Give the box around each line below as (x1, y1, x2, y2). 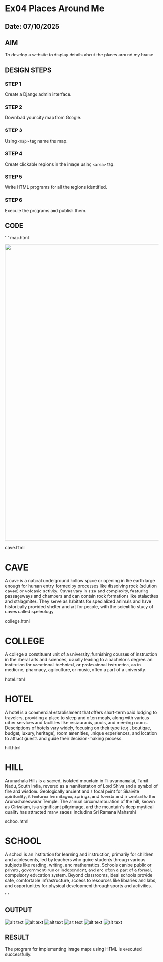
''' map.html (5, 235, 29, 240)
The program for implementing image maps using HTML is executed (5, 946, 142, 952)
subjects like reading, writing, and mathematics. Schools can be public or (5, 862, 152, 868)
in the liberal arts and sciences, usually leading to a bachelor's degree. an (5, 657, 153, 663)
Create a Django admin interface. (5, 92, 72, 97)
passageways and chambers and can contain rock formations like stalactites (5, 593, 159, 599)
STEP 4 (5, 150, 23, 157)
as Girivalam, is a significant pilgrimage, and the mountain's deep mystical (5, 804, 154, 810)
